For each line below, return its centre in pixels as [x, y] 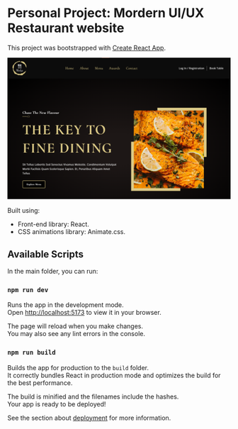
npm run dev [28, 290]
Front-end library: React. [53, 224]
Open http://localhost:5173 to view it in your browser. [84, 313]
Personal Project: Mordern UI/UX [106, 13]
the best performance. [40, 383]
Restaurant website [66, 28]
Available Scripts [45, 254]
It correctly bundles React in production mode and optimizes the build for [114, 375]
